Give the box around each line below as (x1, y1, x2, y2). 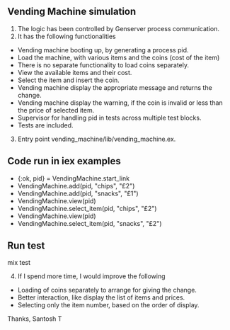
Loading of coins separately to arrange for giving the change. (17, 286, 197, 295)
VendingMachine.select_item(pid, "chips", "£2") (17, 204, 157, 212)
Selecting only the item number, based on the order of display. (17, 301, 200, 309)
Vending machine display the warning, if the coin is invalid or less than (17, 98, 223, 107)
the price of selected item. (17, 106, 95, 114)
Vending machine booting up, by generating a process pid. (17, 45, 189, 54)
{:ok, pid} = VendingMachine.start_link (17, 173, 130, 183)
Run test (7, 240, 45, 252)
